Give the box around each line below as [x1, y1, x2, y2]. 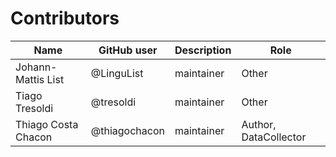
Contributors [10, 7, 120, 30]
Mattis [15, 72, 45, 86]
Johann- [15, 60, 58, 74]
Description [174, 43, 232, 57]
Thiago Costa [15, 117, 79, 131]
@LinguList [90, 66, 144, 80]
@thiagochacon [90, 123, 165, 137]
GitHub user [98, 43, 158, 57]
